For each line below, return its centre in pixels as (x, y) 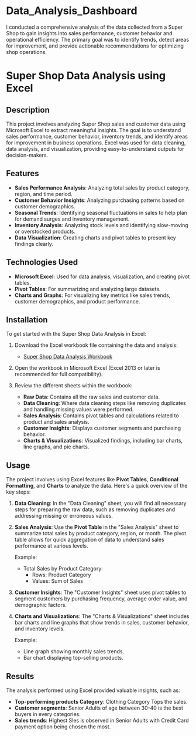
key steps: (18, 492)
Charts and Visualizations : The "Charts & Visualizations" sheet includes (102, 616)
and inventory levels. (39, 629)
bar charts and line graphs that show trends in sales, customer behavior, (102, 623)
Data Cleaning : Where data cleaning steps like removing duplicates (104, 403)
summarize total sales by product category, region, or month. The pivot (100, 534)
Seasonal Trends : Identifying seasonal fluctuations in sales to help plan (101, 212)
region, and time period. (44, 194)
